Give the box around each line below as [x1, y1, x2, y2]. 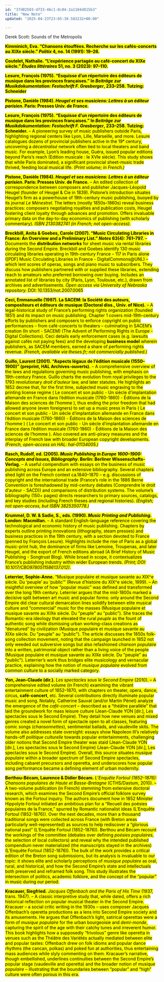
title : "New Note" [5, 12, 42, 17]
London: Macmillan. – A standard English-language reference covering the [5, 518, 156, 524]
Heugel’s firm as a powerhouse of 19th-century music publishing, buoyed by [5, 195, 159, 201]
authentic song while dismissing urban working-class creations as [5, 621, 138, 627]
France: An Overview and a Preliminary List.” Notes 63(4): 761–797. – [5, 235, 147, 241]
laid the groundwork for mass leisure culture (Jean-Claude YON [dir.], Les [5, 708, 154, 714]
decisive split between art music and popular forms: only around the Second [5, 595, 159, 601]
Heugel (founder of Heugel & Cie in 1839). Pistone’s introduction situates [5, 189, 151, 196]
